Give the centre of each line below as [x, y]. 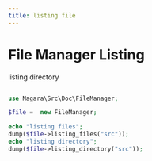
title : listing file [42, 15]
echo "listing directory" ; [53, 142]
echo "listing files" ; [46, 127]
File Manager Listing [76, 54]
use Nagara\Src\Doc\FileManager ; [63, 98]
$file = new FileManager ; [53, 113]
